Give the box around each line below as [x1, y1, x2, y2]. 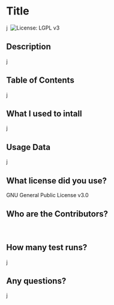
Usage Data [6, 142, 51, 152]
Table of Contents [6, 75, 75, 86]
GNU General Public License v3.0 [6, 192, 89, 198]
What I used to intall [6, 108, 82, 119]
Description [6, 42, 51, 52]
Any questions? [6, 276, 67, 286]
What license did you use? [6, 175, 107, 186]
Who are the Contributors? [6, 209, 108, 219]
